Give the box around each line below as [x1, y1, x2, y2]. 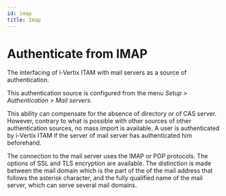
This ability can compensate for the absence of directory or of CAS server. [7, 110, 217, 118]
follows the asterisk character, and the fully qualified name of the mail [7, 174, 203, 182]
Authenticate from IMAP [7, 46, 148, 62]
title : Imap [7, 16, 41, 23]
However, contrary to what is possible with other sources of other [7, 117, 192, 125]
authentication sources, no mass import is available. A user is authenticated [7, 124, 220, 132]
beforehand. [7, 138, 42, 147]
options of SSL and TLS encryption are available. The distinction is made [7, 159, 212, 168]
